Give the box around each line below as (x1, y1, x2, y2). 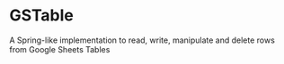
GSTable (9, 5, 74, 26)
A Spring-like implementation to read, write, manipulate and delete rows (9, 35, 276, 45)
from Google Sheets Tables (9, 44, 111, 54)
